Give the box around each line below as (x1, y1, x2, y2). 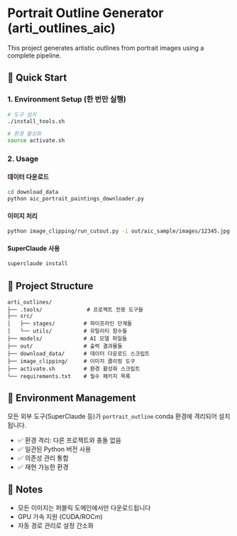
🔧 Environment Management (7, 392, 136, 404)
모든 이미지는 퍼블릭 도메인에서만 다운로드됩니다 (17, 503, 151, 512)
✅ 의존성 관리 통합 (17, 454, 69, 462)
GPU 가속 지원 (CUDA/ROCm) (17, 512, 103, 520)
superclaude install (7, 260, 69, 267)
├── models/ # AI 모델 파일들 (7, 335, 128, 342)
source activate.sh (7, 137, 65, 144)
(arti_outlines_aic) (7, 20, 116, 36)
